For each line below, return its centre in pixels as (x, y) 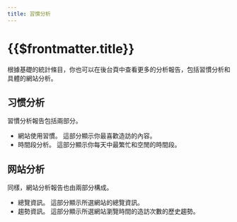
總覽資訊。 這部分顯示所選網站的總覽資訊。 (80, 203)
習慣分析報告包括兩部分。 (45, 121)
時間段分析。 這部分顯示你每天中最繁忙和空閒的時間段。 (99, 145)
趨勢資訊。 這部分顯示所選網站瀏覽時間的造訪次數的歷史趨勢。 (108, 211)
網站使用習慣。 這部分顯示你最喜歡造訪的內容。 (87, 136)
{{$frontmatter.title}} (71, 48)
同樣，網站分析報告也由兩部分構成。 (60, 187)
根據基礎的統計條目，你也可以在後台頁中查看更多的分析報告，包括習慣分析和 (119, 69)
